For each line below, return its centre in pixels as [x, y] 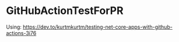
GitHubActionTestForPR [65, 11]
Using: [14, 27]
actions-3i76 [21, 33]
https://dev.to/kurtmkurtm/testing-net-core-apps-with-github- [98, 27]
